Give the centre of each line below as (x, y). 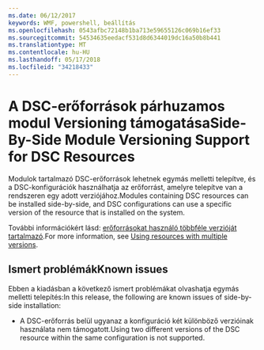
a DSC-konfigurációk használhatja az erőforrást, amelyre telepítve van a (126, 187)
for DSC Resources (72, 156)
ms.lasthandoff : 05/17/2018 (55, 60)
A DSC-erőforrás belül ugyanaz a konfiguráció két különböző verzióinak (137, 321)
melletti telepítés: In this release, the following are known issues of (115, 297)
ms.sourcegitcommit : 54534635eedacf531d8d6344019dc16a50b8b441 (115, 38)
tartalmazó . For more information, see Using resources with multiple (118, 236)
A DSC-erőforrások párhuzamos (117, 106)
